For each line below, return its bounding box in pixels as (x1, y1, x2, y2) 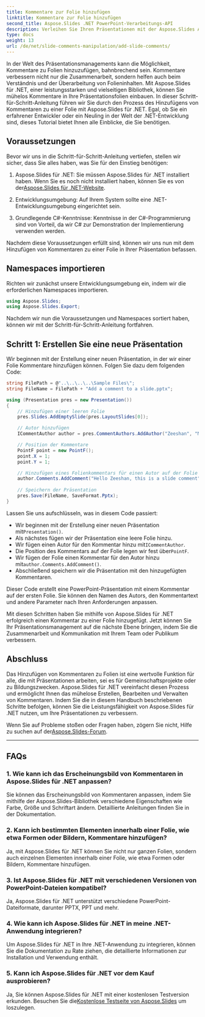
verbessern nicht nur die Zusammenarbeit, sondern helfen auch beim (6, 73, 181, 80)
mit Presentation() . (15, 527, 63, 535)
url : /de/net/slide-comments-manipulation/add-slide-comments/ (6, 43, 171, 50)
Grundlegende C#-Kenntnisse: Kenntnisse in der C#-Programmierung (15, 214, 191, 221)
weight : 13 (6, 37, 34, 43)
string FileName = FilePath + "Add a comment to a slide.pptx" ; (6, 385, 173, 392)
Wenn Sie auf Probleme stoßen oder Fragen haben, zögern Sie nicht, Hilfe (6, 721, 192, 728)
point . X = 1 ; (17, 453, 51, 459)
